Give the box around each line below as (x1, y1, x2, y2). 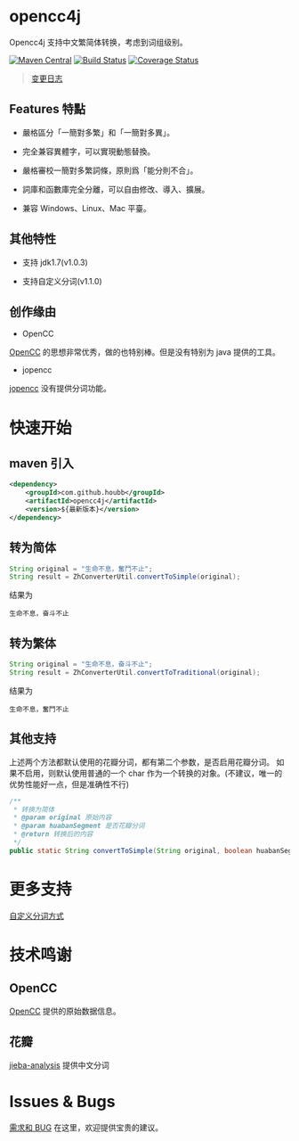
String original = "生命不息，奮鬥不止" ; (9, 564, 153, 573)
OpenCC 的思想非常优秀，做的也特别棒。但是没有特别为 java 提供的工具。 (9, 347, 280, 357)
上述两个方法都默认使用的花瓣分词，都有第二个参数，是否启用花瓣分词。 (9, 756, 274, 768)
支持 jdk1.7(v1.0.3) (21, 257, 89, 267)
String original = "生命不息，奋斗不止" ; (9, 660, 153, 669)
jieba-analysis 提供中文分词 (9, 1059, 109, 1071)
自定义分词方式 (9, 910, 64, 921)
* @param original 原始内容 (12, 813, 112, 822)
